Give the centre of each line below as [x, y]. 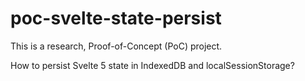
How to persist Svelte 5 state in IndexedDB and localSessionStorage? [152, 65]
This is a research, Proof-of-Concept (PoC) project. [116, 46]
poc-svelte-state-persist [116, 18]
